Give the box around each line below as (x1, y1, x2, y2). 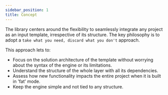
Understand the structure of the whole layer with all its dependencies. (12, 67, 158, 74)
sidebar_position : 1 (5, 7, 49, 13)
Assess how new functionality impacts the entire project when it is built (12, 73, 161, 79)
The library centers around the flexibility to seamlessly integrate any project (5, 26, 163, 32)
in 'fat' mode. (12, 78, 40, 84)
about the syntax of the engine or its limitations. (12, 62, 112, 68)
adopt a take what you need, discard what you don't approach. (5, 37, 140, 43)
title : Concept (5, 12, 37, 17)
